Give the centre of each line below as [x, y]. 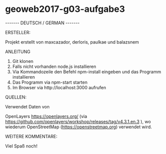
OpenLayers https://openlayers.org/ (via [46, 116]
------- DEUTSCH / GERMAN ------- [42, 23]
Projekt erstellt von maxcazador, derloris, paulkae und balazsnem [72, 42]
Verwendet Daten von [27, 106]
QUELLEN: [16, 97]
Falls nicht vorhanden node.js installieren [54, 66]
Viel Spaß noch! [21, 146]
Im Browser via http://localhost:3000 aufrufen [59, 87]
